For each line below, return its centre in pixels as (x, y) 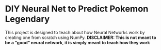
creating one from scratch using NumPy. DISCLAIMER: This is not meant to (81, 37)
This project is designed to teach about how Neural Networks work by (75, 32)
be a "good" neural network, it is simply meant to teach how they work (78, 42)
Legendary (27, 19)
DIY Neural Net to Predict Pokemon (77, 9)
